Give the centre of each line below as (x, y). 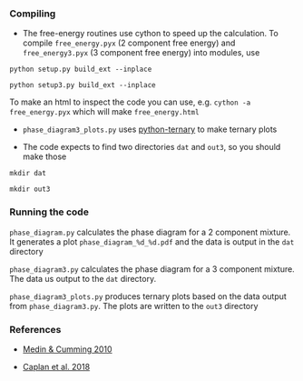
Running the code (49, 212)
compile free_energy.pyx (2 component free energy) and (129, 43)
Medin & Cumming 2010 (67, 349)
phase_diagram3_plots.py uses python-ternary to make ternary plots (150, 129)
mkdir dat (28, 174)
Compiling (33, 14)
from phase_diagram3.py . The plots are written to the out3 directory (134, 306)
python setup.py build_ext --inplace (81, 70)
